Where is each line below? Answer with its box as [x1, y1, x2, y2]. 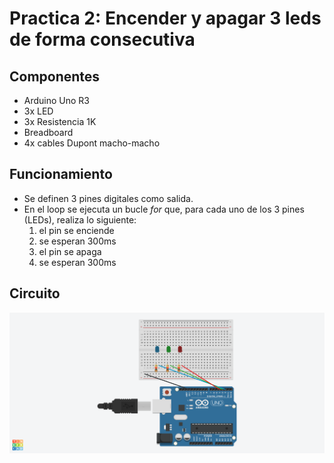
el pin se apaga [38, 245, 102, 257]
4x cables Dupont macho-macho [23, 137, 161, 149]
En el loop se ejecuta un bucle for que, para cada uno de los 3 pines [23, 203, 305, 215]
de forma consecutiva [9, 28, 196, 51]
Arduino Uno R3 [23, 95, 91, 106]
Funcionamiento [9, 166, 113, 183]
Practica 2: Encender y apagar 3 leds [9, 7, 322, 30]
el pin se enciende [38, 224, 115, 236]
